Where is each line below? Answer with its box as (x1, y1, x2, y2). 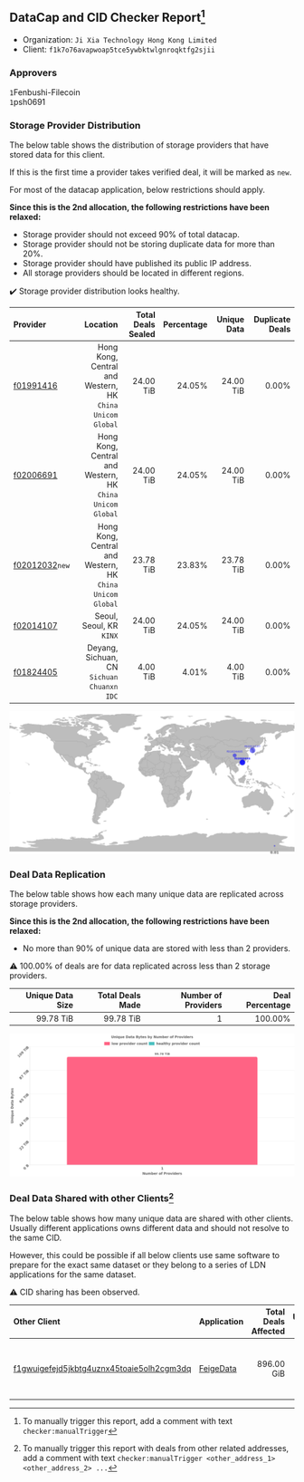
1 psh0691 (9, 97, 46, 108)
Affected (251, 1326, 285, 1337)
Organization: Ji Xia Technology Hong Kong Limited (22, 34, 217, 44)
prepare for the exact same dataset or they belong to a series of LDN (9, 1259, 267, 1270)
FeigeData (198, 1363, 237, 1374)
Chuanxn (89, 683, 119, 692)
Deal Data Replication (9, 868, 106, 881)
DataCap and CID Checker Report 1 (9, 7, 205, 25)
